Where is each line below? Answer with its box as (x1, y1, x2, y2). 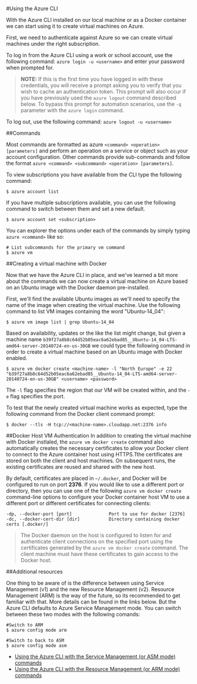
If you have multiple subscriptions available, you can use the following (6, 199, 176, 206)
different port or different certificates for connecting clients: (6, 500, 151, 506)
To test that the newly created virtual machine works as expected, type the (6, 404, 188, 411)
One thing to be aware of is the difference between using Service (6, 579, 165, 586)
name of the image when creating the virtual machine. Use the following (6, 302, 181, 308)
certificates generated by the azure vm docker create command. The (20, 544, 188, 551)
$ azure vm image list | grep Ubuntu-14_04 (6, 319, 115, 325)
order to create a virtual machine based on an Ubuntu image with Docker (6, 348, 183, 355)
